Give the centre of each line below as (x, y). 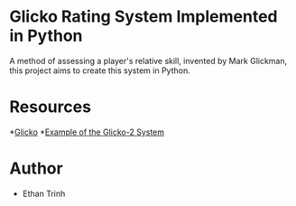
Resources (51, 107)
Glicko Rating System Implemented (143, 17)
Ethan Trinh (44, 193)
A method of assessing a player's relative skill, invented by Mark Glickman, (148, 61)
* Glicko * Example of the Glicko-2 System (87, 132)
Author (36, 169)
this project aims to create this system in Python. (100, 70)
